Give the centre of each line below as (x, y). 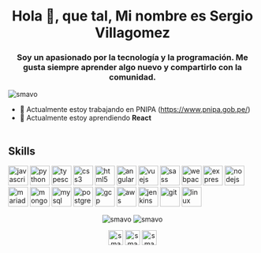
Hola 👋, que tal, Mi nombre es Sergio (132, 16)
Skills (22, 151)
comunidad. (132, 77)
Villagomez (132, 33)
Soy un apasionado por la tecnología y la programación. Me (132, 58)
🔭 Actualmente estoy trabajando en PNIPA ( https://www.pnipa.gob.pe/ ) (135, 110)
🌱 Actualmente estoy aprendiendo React (86, 118)
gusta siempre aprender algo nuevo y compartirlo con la (132, 68)
